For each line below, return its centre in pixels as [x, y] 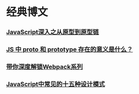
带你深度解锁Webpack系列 [45, 67]
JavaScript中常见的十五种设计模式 [56, 84]
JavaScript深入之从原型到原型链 [53, 32]
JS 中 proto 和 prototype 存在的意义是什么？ [69, 50]
